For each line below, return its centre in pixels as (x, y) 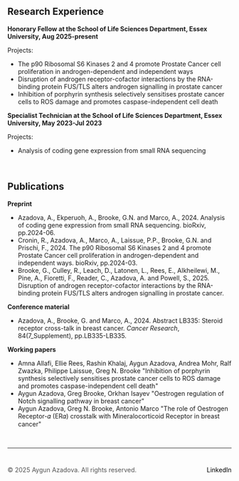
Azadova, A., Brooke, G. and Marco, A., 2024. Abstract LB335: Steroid (120, 320)
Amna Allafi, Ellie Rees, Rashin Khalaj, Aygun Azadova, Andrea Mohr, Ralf (124, 363)
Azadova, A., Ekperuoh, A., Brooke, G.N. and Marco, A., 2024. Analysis (121, 217)
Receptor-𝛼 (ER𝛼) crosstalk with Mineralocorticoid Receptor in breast (119, 416)
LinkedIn (219, 470)
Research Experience (56, 12)
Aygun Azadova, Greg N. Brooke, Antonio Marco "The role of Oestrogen (123, 409)
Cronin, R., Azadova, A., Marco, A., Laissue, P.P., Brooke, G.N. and (115, 240)
